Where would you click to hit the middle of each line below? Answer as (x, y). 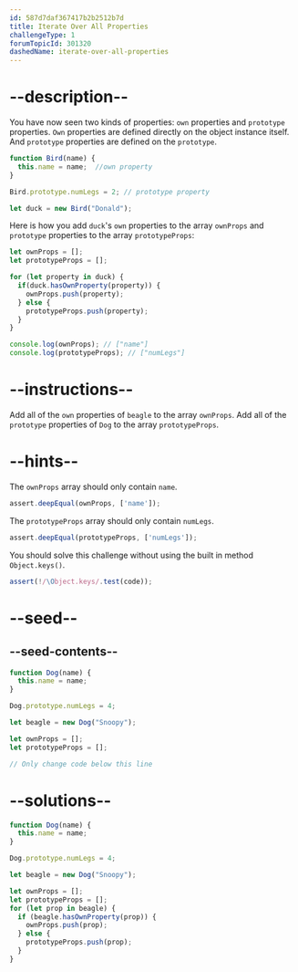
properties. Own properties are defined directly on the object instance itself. (149, 132)
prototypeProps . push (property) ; (87, 311)
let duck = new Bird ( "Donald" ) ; (71, 208)
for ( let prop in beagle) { (63, 908)
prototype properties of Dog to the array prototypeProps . (114, 424)
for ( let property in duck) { (67, 277)
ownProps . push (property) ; (75, 294)
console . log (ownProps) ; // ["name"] (79, 345)
